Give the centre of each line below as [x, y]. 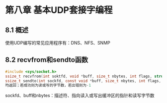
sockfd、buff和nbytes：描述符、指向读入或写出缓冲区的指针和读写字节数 [80, 96]
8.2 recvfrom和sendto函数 [47, 60]
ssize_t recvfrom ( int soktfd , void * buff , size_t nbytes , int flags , [79, 76]
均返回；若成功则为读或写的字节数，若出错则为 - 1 [48, 85]
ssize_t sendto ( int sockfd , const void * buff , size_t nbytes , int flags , [83, 81]
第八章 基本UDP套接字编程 [59, 10]
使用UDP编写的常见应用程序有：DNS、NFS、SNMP [58, 43]
